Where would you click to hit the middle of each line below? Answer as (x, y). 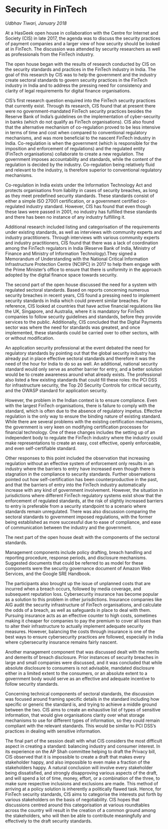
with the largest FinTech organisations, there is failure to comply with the (80, 405)
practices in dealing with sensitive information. (53, 731)
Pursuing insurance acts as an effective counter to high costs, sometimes (81, 615)
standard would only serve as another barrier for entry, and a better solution (84, 369)
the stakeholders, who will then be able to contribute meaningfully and (78, 815)
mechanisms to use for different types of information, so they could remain (82, 720)
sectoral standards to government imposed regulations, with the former (79, 517)
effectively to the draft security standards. (49, 821)
